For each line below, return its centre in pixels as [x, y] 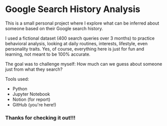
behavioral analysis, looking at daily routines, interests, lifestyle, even [76, 43]
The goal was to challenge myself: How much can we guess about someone [84, 64]
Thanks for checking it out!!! [40, 117]
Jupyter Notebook [31, 94]
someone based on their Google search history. [54, 28]
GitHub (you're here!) [34, 104]
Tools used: [17, 79]
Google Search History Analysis [73, 9]
